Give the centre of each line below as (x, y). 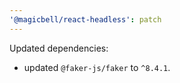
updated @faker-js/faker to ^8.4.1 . (97, 67)
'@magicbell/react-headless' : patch (85, 19)
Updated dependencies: (59, 48)
